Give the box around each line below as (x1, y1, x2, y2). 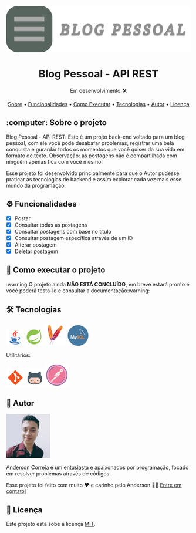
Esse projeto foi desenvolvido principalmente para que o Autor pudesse (6, 170, 180, 177)
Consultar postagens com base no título (14, 228, 111, 235)
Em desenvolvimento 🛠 (70, 87, 127, 94)
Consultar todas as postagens (14, 221, 87, 228)
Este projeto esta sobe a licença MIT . (6, 521, 96, 528)
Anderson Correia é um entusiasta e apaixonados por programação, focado (6, 464, 189, 471)
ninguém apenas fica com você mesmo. (6, 158, 103, 165)
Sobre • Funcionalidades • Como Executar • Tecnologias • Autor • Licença (8, 100, 190, 107)
